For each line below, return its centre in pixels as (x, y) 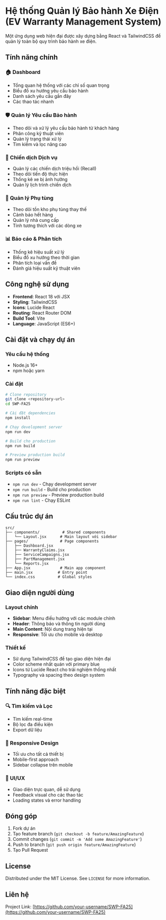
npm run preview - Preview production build (58, 495)
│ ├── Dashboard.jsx (29, 546)
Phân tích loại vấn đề (35, 263)
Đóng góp (21, 816)
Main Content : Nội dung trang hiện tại (52, 629)
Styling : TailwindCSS (35, 302)
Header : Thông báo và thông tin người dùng (59, 624)
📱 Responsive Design (32, 743)
